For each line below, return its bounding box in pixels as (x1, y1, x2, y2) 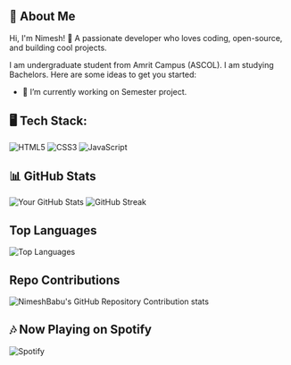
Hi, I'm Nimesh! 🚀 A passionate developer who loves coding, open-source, (9, 32, 283, 43)
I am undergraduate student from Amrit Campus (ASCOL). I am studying (9, 59, 274, 70)
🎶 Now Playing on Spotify (9, 322, 152, 337)
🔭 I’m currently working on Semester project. (21, 86, 187, 97)
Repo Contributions (9, 272, 121, 287)
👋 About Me (9, 9, 76, 24)
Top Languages (9, 223, 97, 238)
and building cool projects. (9, 42, 107, 53)
